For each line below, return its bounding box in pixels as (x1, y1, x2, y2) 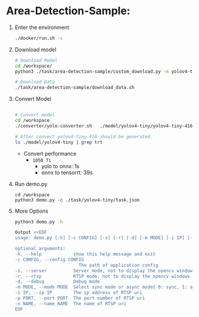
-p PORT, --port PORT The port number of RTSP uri (14, 295, 145, 302)
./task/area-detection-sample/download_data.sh (14, 85, 134, 91)
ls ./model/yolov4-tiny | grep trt (14, 139, 103, 145)
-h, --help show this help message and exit (14, 251, 156, 257)
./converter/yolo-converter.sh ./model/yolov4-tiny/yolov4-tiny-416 (14, 123, 193, 129)
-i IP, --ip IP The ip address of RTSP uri (14, 290, 143, 296)
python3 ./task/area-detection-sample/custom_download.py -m (14, 68, 169, 75)
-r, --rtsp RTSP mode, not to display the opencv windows (14, 273, 191, 279)
